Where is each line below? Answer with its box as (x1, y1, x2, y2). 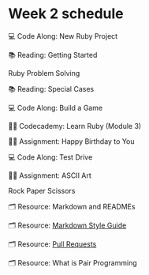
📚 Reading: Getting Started (8, 50, 98, 59)
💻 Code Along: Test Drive (8, 152, 93, 162)
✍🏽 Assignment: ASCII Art (8, 171, 92, 180)
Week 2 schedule (8, 5, 124, 23)
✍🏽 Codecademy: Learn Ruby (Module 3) (8, 121, 142, 130)
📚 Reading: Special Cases (8, 84, 95, 93)
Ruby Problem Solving (8, 68, 80, 77)
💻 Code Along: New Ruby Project (8, 31, 118, 40)
